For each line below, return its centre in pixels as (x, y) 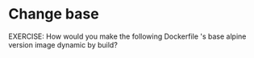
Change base (54, 14)
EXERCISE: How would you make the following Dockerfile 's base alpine (127, 36)
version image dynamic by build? (63, 44)
